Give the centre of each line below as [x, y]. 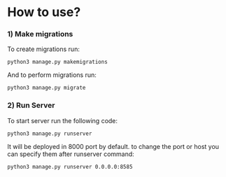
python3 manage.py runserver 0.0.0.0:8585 [70, 167]
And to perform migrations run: [52, 75]
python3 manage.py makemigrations [58, 62]
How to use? [44, 12]
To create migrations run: [44, 49]
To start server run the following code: [62, 120]
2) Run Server [31, 106]
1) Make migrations [40, 34]
